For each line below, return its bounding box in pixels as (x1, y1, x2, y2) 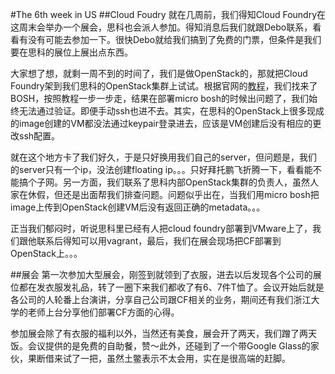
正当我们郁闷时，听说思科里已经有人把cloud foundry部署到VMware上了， (10, 223, 313, 234)
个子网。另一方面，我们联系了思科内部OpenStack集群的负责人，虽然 (27, 176, 310, 188)
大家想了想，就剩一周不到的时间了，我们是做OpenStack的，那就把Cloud (10, 68, 308, 79)
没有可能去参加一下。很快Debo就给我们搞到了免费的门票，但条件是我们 (27, 34, 322, 45)
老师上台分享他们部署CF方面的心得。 (27, 306, 180, 318)
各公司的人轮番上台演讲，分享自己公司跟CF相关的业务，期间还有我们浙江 (10, 294, 312, 305)
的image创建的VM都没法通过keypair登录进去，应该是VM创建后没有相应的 (10, 118, 313, 129)
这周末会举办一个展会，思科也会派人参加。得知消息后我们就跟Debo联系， (10, 21, 313, 33)
